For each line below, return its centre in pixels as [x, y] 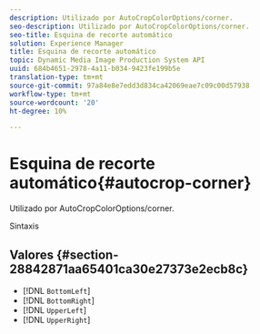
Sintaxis [24, 226]
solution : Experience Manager [67, 43]
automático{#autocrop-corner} [130, 183]
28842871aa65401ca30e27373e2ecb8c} [129, 269]
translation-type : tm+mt [56, 77]
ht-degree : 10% [38, 111]
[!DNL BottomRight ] [59, 300]
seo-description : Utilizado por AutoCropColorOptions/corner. [130, 26]
